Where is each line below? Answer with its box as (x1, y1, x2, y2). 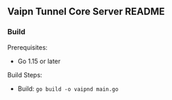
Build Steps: (7, 70, 42, 79)
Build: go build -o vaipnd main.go (17, 84, 119, 93)
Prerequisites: (7, 43, 48, 52)
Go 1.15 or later (17, 57, 61, 65)
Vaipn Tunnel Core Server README (7, 6, 165, 18)
